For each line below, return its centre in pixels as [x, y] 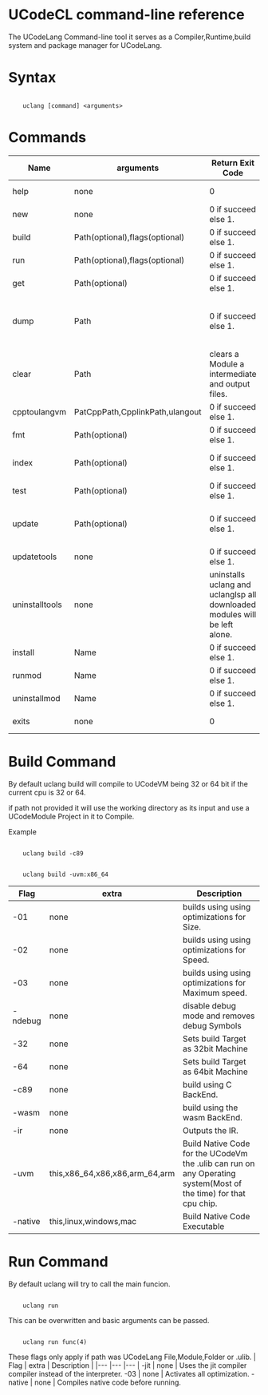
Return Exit [233, 163]
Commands [47, 138]
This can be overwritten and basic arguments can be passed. [109, 1320]
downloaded [233, 604]
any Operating [209, 1173]
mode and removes [219, 1016]
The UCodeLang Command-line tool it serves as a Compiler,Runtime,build [130, 37]
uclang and [230, 585]
